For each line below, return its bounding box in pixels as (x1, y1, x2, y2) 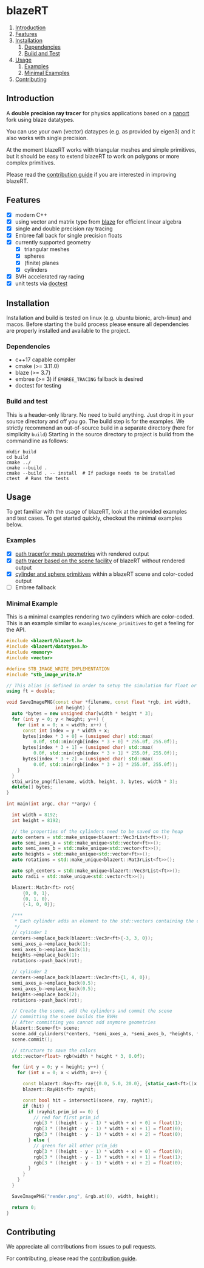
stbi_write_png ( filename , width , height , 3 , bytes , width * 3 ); (12, 778, 178, 785)
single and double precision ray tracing (15, 225, 114, 232)
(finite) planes (24, 260, 59, 266)
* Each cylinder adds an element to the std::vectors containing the (14, 918, 194, 924)
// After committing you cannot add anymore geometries (12, 1019, 156, 1025)
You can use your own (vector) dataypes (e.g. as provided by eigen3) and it (6, 127, 195, 135)
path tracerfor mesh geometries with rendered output (15, 550, 149, 558)
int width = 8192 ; (12, 812, 59, 818)
